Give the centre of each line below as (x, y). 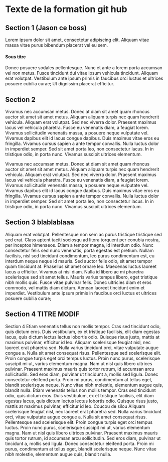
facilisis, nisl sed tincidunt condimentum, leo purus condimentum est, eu (80, 256)
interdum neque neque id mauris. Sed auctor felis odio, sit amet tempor (79, 261)
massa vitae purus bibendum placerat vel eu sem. (57, 45)
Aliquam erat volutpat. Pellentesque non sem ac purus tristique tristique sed (83, 234)
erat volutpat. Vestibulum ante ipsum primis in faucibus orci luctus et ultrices (84, 78)
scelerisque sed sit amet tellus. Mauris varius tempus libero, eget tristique (81, 277)
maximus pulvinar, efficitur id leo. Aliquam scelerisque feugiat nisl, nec (78, 342)
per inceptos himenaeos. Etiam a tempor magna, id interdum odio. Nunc (79, 245)
